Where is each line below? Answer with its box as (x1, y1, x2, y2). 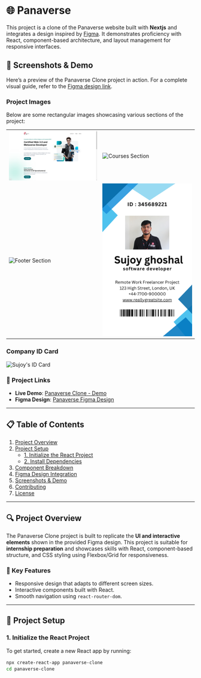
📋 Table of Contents (6, 420, 85, 430)
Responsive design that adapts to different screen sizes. (14, 580, 154, 587)
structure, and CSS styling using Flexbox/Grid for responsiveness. (6, 551, 169, 558)
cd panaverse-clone (6, 666, 55, 672)
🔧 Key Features (6, 566, 51, 574)
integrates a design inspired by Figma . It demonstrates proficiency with (6, 30, 182, 37)
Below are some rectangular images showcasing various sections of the (6, 112, 184, 119)
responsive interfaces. (6, 43, 62, 50)
